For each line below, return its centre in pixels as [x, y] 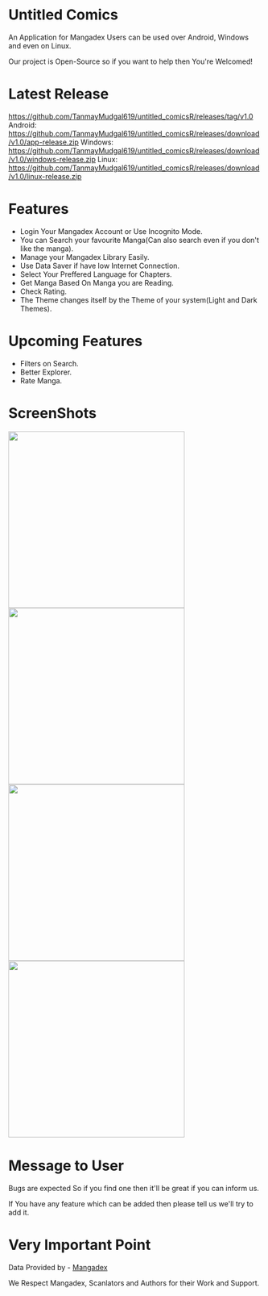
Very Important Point [80, 1245]
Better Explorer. [46, 372]
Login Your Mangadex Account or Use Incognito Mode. [111, 231]
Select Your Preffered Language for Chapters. [96, 274]
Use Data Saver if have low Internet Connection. [99, 265]
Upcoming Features [76, 341]
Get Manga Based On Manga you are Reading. [97, 282]
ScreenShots [52, 413]
